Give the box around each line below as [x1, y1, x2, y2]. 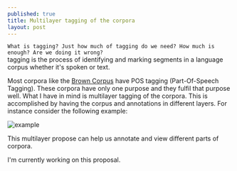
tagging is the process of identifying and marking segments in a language [7, 55, 223, 64]
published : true [7, 10, 56, 18]
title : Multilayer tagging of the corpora [7, 17, 135, 24]
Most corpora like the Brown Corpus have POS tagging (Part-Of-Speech [7, 77, 219, 85]
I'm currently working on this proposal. [7, 155, 121, 164]
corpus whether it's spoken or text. [7, 63, 110, 72]
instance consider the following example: [7, 107, 128, 116]
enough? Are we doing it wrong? [7, 49, 103, 57]
